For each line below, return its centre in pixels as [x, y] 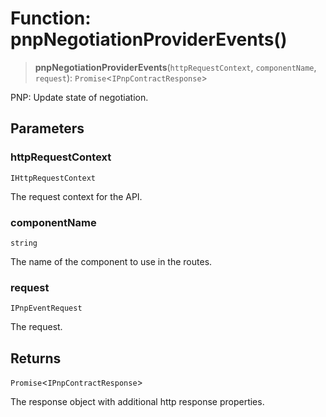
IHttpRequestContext [53, 178]
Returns [36, 358]
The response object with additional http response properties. [137, 402]
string [24, 243]
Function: [51, 18]
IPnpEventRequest [46, 308]
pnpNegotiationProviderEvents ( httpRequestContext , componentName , [175, 67]
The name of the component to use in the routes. [111, 261]
